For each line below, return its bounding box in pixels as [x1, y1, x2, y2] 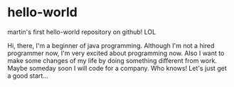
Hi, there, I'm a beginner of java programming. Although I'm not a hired [7, 41, 215, 50]
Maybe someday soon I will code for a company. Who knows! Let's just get [7, 64, 227, 72]
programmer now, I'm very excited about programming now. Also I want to [7, 49, 225, 57]
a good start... [7, 71, 48, 80]
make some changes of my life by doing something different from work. [7, 56, 217, 64]
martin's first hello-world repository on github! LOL [7, 28, 156, 36]
